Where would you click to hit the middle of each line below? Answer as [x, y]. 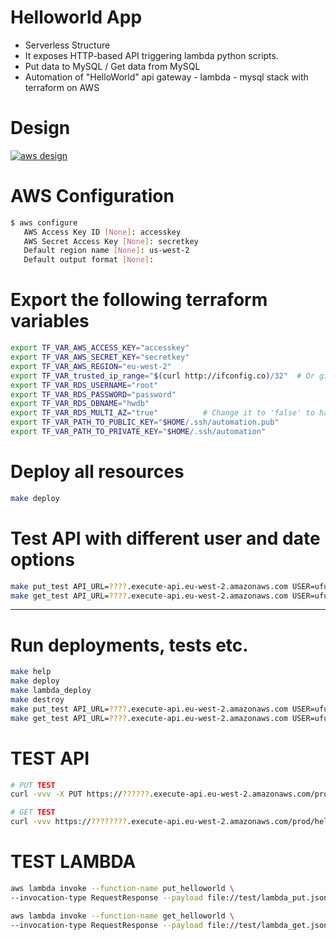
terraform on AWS [62, 87]
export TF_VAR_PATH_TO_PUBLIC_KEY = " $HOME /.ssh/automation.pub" [145, 422]
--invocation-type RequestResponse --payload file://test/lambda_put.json [169, 897]
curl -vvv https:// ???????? [69, 822]
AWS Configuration [92, 196]
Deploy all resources [97, 472]
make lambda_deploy [51, 691]
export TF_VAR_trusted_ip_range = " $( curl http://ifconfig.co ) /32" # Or [162, 376]
